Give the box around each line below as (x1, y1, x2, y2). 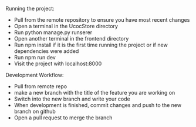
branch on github (13, 108, 56, 115)
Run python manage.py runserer (13, 29, 93, 36)
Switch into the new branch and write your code (13, 95, 130, 102)
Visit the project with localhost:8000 (13, 60, 102, 67)
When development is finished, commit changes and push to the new (13, 102, 182, 108)
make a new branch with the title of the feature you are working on (13, 89, 175, 96)
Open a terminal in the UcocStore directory (13, 23, 119, 29)
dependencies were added (13, 48, 79, 55)
